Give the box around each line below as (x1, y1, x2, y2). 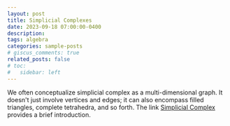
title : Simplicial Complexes (7, 17, 92, 24)
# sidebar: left (7, 69, 61, 76)
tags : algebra (7, 36, 49, 43)
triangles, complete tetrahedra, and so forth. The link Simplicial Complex (7, 103, 215, 111)
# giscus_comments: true (7, 50, 80, 57)
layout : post (7, 10, 45, 17)
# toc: (7, 62, 27, 69)
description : (7, 29, 45, 37)
